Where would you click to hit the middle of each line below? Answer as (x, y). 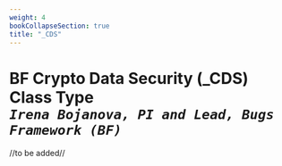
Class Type (51, 97)
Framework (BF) (66, 130)
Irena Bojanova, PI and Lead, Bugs (142, 115)
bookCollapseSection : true (60, 26)
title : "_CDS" (36, 34)
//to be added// (37, 154)
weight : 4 (28, 17)
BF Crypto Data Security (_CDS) (129, 78)
